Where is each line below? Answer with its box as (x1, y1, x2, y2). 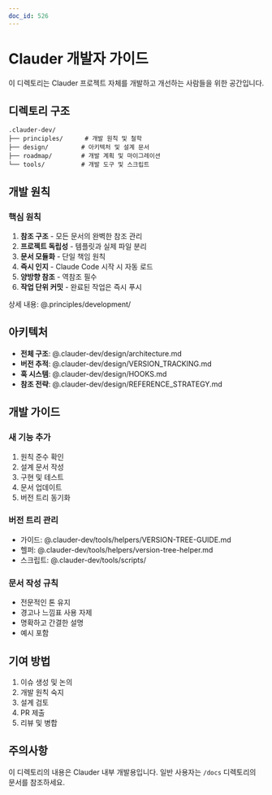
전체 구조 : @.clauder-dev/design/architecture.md (19, 348, 183, 358)
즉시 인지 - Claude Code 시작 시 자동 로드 (19, 262, 153, 272)
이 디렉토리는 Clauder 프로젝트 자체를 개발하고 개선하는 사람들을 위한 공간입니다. (8, 78, 265, 88)
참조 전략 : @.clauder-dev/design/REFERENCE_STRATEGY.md (19, 379, 222, 389)
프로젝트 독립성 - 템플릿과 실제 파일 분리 (19, 242, 148, 251)
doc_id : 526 (8, 11, 49, 20)
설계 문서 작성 (19, 461, 64, 472)
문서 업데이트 (19, 482, 63, 492)
